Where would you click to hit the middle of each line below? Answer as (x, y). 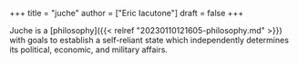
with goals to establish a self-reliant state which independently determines (149, 40)
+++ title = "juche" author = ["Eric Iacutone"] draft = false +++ (127, 13)
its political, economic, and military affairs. (89, 50)
